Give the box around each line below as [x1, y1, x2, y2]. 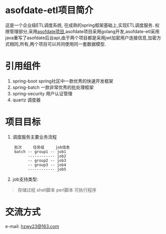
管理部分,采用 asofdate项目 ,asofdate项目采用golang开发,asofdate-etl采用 [9, 28, 160, 34]
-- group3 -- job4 [27, 162, 66, 167]
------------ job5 [27, 167, 66, 172]
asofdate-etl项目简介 [5, 5, 94, 16]
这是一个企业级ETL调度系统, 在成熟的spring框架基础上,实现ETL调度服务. [5, 22, 154, 28]
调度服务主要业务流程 [12, 134, 57, 140]
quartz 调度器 [12, 96, 41, 103]
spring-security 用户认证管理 [12, 90, 73, 96]
